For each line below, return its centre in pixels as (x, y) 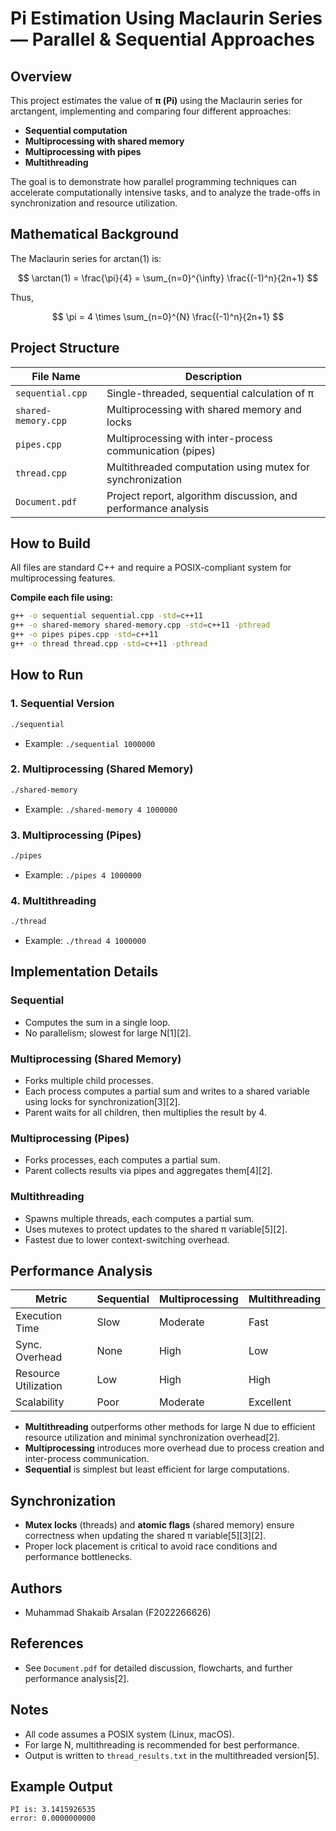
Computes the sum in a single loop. (97, 1022)
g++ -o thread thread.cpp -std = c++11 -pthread (109, 644)
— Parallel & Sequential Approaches (162, 39)
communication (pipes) (161, 450)
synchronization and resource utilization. (94, 203)
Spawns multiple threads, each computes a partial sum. (139, 1218)
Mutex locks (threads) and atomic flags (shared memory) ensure (159, 1525)
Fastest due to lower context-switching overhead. (127, 1239)
